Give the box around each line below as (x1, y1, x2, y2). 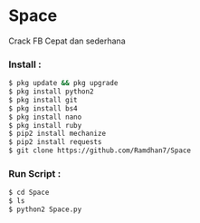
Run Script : (8, 168, 62, 180)
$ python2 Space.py (8, 205, 82, 214)
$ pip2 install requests (8, 138, 102, 147)
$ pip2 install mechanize (8, 129, 106, 139)
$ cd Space (8, 188, 50, 198)
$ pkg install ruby (8, 121, 82, 130)
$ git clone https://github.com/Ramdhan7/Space (8, 146, 192, 155)
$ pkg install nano (8, 112, 82, 121)
